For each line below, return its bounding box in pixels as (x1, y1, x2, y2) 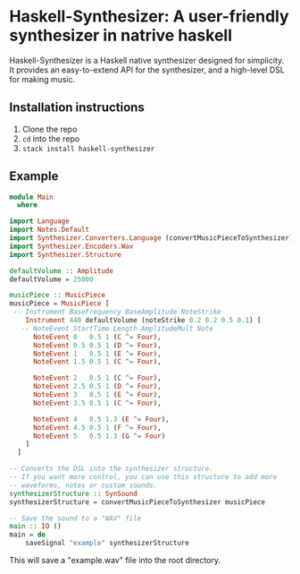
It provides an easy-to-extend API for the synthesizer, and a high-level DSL (9, 64, 286, 75)
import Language (9, 217, 70, 226)
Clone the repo (21, 124, 78, 134)
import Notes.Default (9, 226, 90, 235)
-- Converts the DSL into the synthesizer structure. (9, 464, 214, 474)
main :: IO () (9, 522, 62, 531)
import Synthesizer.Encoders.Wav (9, 242, 134, 251)
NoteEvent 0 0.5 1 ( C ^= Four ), (32, 332, 162, 341)
